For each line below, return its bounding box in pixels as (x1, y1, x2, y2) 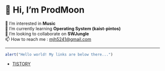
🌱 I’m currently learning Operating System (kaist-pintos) (5, 25, 121, 31)
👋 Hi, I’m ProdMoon (5, 4, 85, 16)
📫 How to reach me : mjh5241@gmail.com (5, 36, 92, 42)
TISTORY (12, 61, 31, 67)
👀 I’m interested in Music (5, 20, 55, 26)
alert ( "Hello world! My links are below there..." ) (5, 52, 113, 57)
